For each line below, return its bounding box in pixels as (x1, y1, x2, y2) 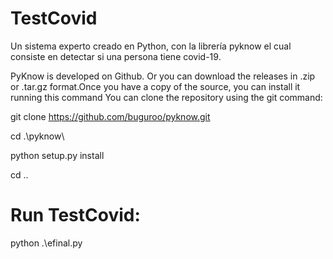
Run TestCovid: (10, 204, 141, 227)
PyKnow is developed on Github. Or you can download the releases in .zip (10, 70, 316, 82)
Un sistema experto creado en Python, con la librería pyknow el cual (10, 40, 292, 52)
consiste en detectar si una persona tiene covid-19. (10, 50, 222, 62)
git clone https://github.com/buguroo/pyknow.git (10, 110, 211, 122)
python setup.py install (10, 149, 105, 161)
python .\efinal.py (10, 237, 83, 249)
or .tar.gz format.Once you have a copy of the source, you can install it (10, 80, 301, 92)
